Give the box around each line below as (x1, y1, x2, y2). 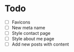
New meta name (11, 25, 45, 30)
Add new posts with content (11, 41, 69, 47)
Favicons (11, 19, 31, 25)
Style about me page (11, 36, 55, 42)
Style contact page (11, 30, 51, 36)
